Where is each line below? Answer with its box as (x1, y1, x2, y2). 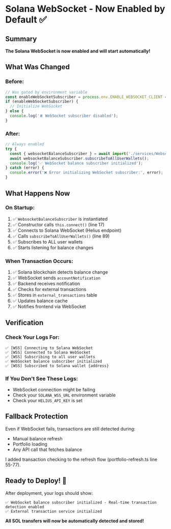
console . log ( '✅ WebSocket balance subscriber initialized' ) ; (10, 161, 144, 166)
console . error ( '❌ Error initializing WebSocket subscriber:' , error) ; (10, 170, 163, 175)
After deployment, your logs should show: (5, 490, 93, 496)
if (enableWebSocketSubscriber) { (5, 99, 79, 104)
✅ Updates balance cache (12, 298, 68, 304)
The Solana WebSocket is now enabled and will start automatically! (5, 48, 151, 54)
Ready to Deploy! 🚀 (5, 477, 67, 485)
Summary (5, 34, 37, 43)
